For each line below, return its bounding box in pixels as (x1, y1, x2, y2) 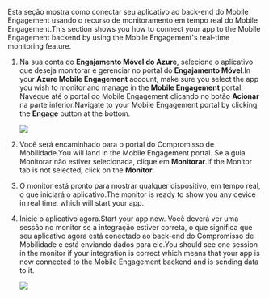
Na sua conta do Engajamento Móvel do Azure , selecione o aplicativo (19, 57, 254, 66)
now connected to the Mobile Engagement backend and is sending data (19, 257, 259, 266)
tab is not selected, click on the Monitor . (19, 165, 155, 175)
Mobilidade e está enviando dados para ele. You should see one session (19, 240, 258, 249)
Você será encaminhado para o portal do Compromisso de (19, 139, 215, 149)
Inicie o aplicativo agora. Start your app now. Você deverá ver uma (19, 214, 239, 223)
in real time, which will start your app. (19, 198, 145, 207)
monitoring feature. (7, 41, 72, 51)
